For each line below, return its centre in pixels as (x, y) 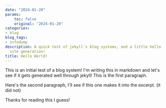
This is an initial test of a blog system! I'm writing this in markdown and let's (83, 70)
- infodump (16, 42)
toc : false (25, 19)
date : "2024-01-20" (25, 10)
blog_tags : (16, 38)
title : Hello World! (27, 56)
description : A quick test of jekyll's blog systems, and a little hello (83, 47)
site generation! (28, 51)
